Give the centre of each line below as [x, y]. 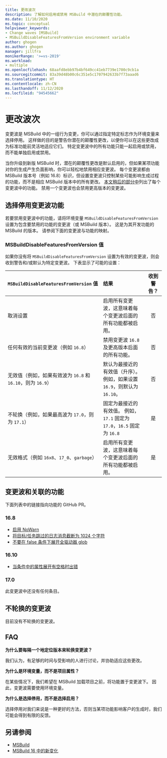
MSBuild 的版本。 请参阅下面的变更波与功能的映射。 [58, 231]
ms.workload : [19, 61]
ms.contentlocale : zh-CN [31, 84]
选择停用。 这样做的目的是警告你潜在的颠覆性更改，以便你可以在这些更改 [80, 140]
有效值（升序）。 [122, 372]
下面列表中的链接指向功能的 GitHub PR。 [47, 505]
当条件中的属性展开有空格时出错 [45, 566]
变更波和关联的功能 [35, 491]
